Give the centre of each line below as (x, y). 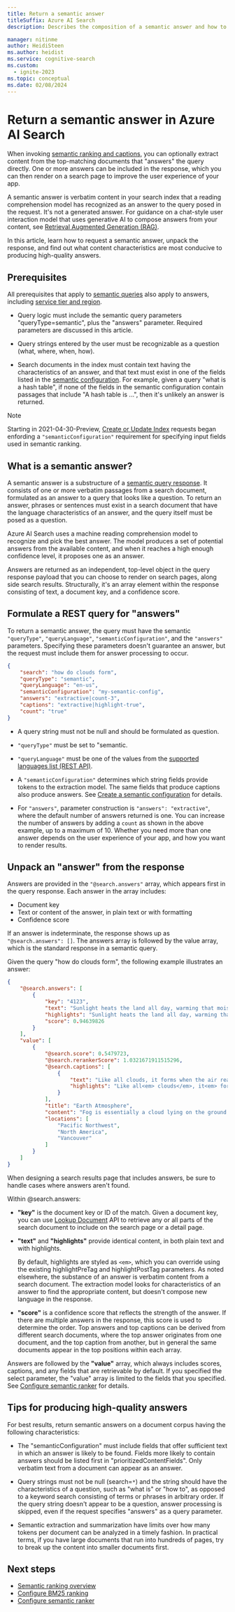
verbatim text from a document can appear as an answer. (100, 1468)
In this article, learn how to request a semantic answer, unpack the (103, 241)
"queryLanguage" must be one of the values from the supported (108, 758)
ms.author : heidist (36, 53)
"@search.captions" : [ (78, 1066)
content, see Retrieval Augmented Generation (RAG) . (83, 227)
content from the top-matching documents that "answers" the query (106, 161)
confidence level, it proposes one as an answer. (76, 556)
